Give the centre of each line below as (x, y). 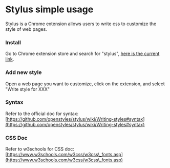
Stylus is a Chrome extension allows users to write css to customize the (81, 24)
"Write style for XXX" (28, 89)
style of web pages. (26, 29)
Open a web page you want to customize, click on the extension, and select (85, 84)
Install (13, 42)
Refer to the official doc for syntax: (42, 114)
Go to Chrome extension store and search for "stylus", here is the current (82, 54)
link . (10, 59)
